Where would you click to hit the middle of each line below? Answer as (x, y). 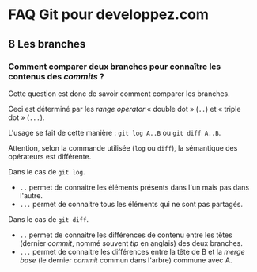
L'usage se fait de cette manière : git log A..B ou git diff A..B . (115, 132)
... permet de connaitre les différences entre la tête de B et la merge (132, 251)
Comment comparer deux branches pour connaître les (115, 67)
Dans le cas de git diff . (49, 219)
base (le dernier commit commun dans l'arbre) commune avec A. (126, 260)
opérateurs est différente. (50, 156)
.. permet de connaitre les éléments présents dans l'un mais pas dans (134, 187)
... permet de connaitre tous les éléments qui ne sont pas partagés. (131, 204)
